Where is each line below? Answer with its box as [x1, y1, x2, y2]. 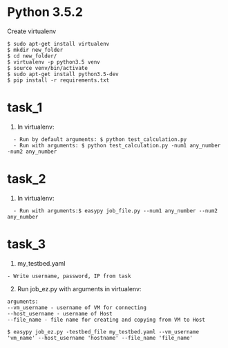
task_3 [7, 237, 46, 252]
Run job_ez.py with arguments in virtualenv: [17, 284, 142, 293]
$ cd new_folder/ [7, 53, 57, 59]
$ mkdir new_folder [7, 46, 64, 53]
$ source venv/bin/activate [7, 64, 88, 71]
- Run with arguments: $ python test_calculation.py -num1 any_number [13, 142, 221, 149]
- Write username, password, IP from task [7, 273, 131, 280]
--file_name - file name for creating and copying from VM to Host [7, 316, 206, 323]
